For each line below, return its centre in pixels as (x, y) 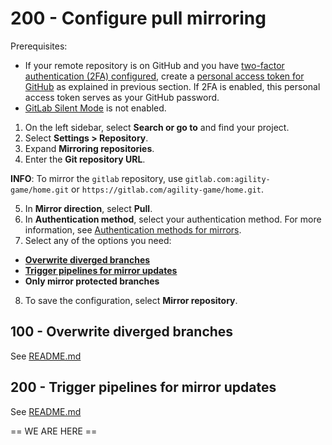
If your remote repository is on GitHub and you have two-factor (154, 65)
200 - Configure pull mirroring (138, 18)
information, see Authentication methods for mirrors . (133, 229)
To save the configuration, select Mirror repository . (131, 300)
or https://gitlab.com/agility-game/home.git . (168, 189)
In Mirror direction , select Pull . (88, 208)
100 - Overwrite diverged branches (122, 332)
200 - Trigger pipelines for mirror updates (143, 387)
